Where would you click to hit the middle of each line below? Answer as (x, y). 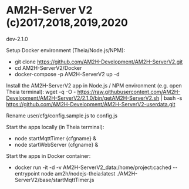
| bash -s (171, 98)
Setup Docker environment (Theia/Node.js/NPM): (65, 50)
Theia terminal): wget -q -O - (41, 92)
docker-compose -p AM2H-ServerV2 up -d (67, 74)
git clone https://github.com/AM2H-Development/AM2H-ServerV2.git (99, 62)
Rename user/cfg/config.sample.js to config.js (62, 116)
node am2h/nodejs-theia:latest (78, 173)
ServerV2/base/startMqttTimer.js (54, 180)
